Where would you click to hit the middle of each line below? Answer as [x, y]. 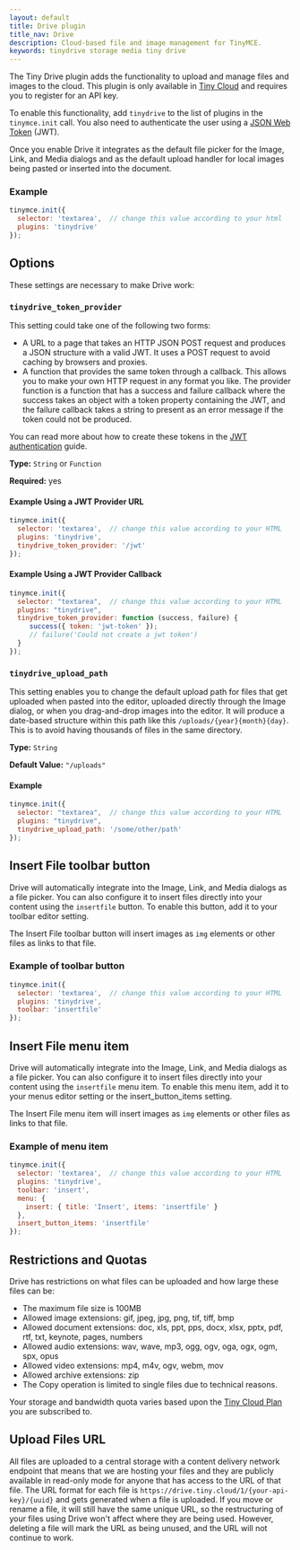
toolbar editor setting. [49, 915]
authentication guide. [48, 446]
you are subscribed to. [51, 1411]
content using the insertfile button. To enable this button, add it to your [143, 906]
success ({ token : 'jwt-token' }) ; [94, 626]
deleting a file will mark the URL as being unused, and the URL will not [138, 1528]
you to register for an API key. [64, 96]
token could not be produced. [77, 419]
